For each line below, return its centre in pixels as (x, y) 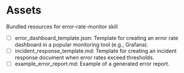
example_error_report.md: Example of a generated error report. (92, 64)
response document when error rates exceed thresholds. (84, 58)
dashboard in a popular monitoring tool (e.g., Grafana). (81, 44)
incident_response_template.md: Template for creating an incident (96, 51)
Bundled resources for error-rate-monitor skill (62, 26)
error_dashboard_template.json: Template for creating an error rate (96, 38)
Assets (24, 10)
